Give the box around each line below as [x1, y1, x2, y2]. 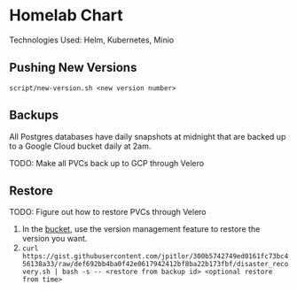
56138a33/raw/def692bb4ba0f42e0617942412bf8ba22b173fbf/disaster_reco [21, 260, 289, 269]
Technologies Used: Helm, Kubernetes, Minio [9, 34, 175, 45]
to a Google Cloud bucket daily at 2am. [9, 141, 152, 151]
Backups [9, 108, 59, 123]
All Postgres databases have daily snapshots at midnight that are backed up [9, 131, 286, 142]
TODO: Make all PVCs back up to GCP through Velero [9, 157, 205, 168]
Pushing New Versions [9, 60, 137, 75]
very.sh [21, 267, 51, 277]
